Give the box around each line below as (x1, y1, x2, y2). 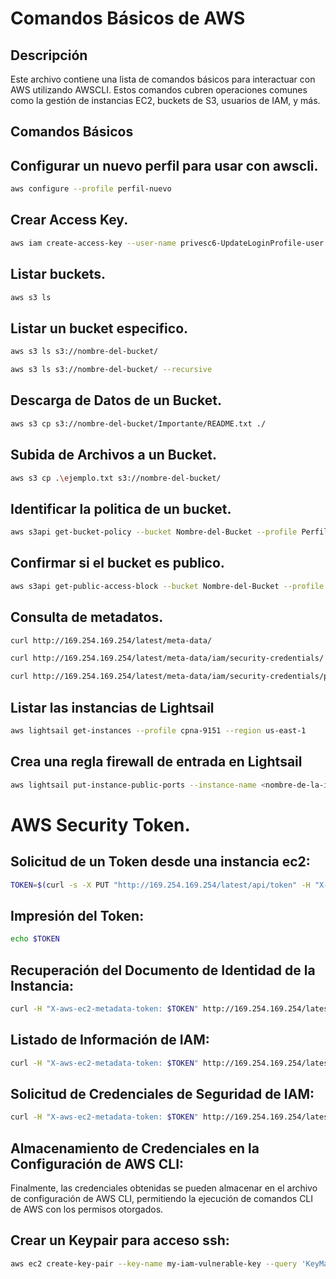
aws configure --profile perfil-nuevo (10, 184, 172, 194)
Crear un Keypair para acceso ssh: (10, 1232, 230, 1249)
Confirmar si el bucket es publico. (10, 555, 225, 572)
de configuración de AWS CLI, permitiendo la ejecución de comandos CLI (10, 1193, 314, 1205)
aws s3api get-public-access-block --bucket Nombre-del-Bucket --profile (10, 581, 325, 591)
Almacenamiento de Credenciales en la (10, 1140, 260, 1157)
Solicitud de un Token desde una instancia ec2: (10, 853, 311, 871)
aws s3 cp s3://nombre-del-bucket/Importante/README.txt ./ (10, 418, 267, 429)
